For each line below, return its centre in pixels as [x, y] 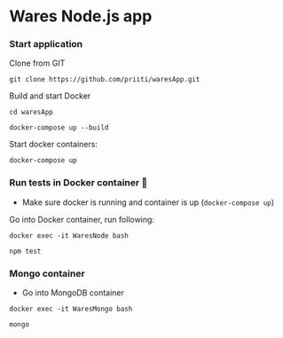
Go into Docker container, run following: [82, 219]
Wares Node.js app [81, 16]
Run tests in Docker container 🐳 [79, 183]
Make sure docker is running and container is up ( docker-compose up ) [148, 202]
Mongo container [47, 273]
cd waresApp [31, 113]
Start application [46, 44]
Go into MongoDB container [73, 293]
